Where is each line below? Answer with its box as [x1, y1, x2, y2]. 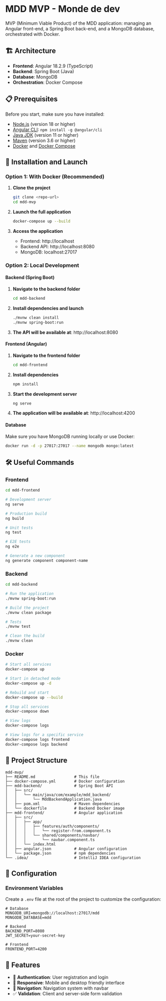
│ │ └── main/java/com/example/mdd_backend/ [5, 792, 111, 797]
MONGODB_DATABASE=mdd [5, 915, 52, 920]
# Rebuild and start [5, 690, 50, 695]
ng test [5, 530, 22, 535]
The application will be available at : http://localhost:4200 [12, 410, 135, 416]
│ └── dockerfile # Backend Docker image [5, 806, 125, 811]
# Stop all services [5, 704, 50, 709]
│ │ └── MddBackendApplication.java [5, 796, 102, 802]
